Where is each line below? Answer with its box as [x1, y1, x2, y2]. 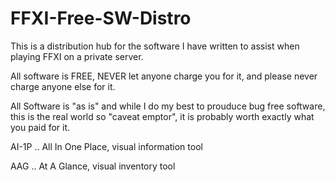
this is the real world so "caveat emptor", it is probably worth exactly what [10, 110, 315, 122]
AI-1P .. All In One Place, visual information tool [10, 140, 203, 152]
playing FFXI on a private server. [10, 50, 144, 62]
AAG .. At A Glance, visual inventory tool [10, 160, 176, 172]
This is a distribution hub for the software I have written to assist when [10, 40, 300, 52]
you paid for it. [10, 121, 71, 133]
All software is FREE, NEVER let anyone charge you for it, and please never [10, 70, 318, 82]
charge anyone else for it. [10, 80, 116, 92]
